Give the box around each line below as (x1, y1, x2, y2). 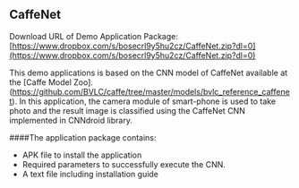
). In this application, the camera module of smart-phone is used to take (12, 96, 276, 107)
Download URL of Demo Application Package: (9, 30, 179, 41)
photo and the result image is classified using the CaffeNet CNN (9, 105, 246, 115)
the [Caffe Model (9, 76, 72, 88)
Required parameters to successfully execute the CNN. (21, 158, 226, 169)
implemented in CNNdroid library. (9, 115, 132, 125)
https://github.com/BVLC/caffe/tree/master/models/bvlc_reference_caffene (12, 86, 291, 97)
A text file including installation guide (21, 168, 159, 179)
